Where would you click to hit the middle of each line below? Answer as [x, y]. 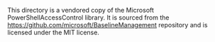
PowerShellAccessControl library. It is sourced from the [88, 17]
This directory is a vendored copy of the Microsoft [81, 10]
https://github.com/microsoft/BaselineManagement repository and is [107, 25]
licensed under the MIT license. [53, 32]
